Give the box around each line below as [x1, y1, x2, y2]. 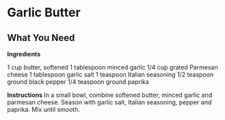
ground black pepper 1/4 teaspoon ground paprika [7, 78, 149, 86]
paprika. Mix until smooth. [7, 106, 81, 113]
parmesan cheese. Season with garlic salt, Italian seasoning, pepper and [7, 98, 212, 106]
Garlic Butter [7, 5, 81, 20]
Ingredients [7, 50, 41, 58]
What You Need [7, 32, 75, 44]
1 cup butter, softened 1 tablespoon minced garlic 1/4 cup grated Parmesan [7, 63, 218, 71]
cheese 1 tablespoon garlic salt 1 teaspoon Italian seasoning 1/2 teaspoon [7, 70, 214, 78]
